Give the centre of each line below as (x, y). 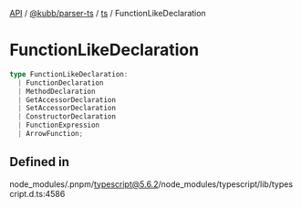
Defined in (40, 162)
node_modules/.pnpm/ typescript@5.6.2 (84, 184)
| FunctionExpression (59, 125)
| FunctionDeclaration (61, 83)
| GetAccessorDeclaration (67, 99)
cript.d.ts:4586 (37, 193)
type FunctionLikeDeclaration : (69, 74)
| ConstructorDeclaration (67, 117)
